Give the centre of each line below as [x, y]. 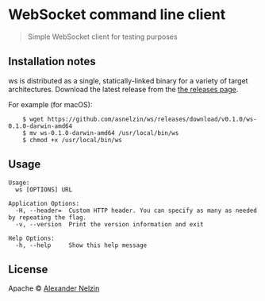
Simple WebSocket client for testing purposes [102, 37]
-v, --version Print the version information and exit [109, 224]
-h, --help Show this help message [81, 245]
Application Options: [44, 203]
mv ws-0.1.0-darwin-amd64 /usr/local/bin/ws [104, 133]
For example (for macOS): [50, 104]
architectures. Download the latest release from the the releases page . [123, 89]
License [28, 269]
